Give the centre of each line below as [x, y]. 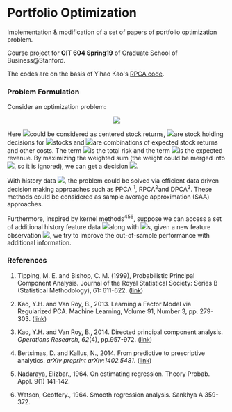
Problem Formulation [43, 92]
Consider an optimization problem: [57, 107]
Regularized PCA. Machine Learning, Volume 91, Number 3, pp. [108, 311]
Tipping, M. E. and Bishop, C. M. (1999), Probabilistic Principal [106, 275]
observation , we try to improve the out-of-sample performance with [108, 235]
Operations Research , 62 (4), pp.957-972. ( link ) [85, 339]
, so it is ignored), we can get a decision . [76, 166]
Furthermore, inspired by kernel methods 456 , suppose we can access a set [115, 218]
